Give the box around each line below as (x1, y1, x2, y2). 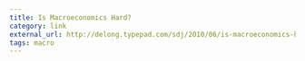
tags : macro (9, 38, 54, 48)
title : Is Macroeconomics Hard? (9, 13, 132, 22)
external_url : (9, 30, 64, 39)
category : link (9, 22, 67, 30)
